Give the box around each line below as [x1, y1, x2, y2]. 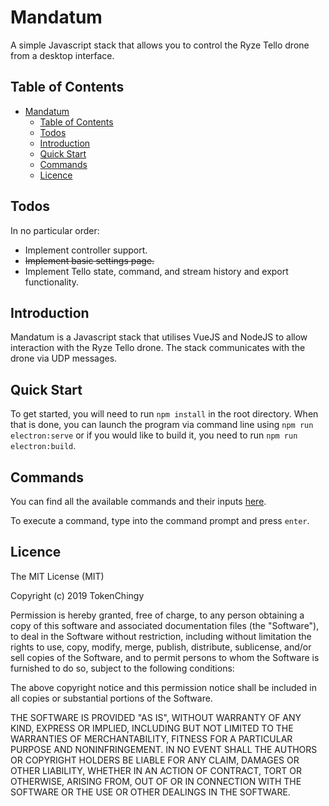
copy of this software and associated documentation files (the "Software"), [10, 619, 320, 631]
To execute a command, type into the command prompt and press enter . [10, 515, 310, 526]
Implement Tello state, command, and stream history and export [24, 265, 289, 277]
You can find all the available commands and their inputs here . [10, 496, 267, 507]
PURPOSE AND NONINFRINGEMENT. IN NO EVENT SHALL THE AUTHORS [10, 743, 318, 755]
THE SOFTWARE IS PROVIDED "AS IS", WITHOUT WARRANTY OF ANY [10, 711, 302, 723]
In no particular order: [10, 224, 100, 236]
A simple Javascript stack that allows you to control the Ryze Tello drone [10, 39, 310, 51]
